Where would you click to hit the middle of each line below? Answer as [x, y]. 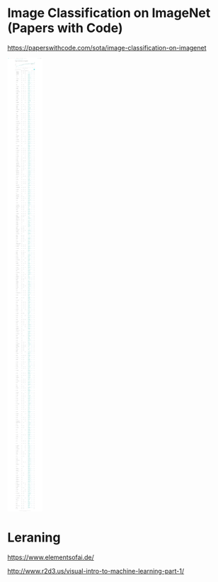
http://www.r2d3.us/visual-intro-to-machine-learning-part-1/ [96, 571]
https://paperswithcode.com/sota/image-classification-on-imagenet [107, 47]
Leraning [34, 538]
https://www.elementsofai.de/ [51, 557]
